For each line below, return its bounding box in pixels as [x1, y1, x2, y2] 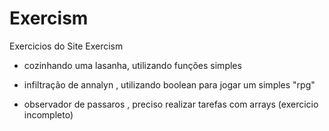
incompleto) [23, 108, 74, 121]
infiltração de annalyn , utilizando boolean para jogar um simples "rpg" [23, 78, 316, 91]
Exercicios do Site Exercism [9, 40, 124, 52]
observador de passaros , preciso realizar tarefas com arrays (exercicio [23, 98, 319, 110]
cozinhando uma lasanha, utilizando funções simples [23, 59, 242, 71]
